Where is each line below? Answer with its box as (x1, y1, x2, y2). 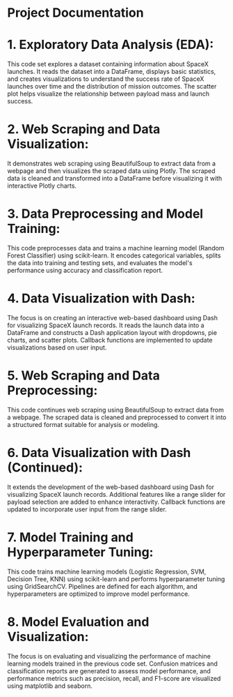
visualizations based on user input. (7, 343, 107, 352)
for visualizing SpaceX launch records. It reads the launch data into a (7, 321, 204, 329)
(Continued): (7, 460, 83, 476)
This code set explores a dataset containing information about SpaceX (7, 60, 209, 68)
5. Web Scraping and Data (7, 368, 160, 384)
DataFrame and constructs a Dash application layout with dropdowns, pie (7, 328, 218, 336)
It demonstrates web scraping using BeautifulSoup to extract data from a (7, 159, 216, 168)
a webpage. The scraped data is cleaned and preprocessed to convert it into (7, 413, 227, 421)
